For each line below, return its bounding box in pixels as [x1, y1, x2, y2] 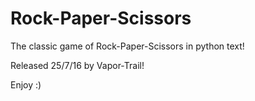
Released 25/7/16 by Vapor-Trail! [10, 59, 145, 71]
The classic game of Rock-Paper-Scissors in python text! [10, 40, 245, 52]
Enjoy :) [10, 78, 42, 91]
